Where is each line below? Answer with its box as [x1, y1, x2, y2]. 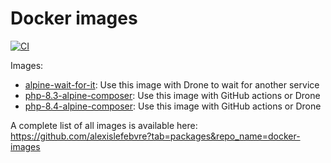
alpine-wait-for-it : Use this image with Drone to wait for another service [24, 78, 320, 91]
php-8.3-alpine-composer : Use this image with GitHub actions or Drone [24, 89, 321, 101]
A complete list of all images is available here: [10, 119, 198, 131]
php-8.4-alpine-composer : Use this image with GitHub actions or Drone [24, 100, 322, 112]
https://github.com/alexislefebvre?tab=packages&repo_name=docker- [10, 130, 301, 142]
